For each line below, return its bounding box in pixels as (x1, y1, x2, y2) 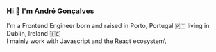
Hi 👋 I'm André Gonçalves (6, 6, 94, 16)
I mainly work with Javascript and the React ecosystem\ (6, 37, 167, 45)
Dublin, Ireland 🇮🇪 (6, 29, 60, 38)
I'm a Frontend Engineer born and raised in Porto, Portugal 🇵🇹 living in (6, 22, 210, 30)
